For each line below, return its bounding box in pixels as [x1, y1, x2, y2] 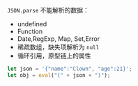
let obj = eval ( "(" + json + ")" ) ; [7, 71, 111, 78]
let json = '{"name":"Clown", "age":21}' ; [7, 65, 132, 72]
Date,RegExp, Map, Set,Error [17, 35, 100, 43]
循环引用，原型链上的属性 [17, 51, 91, 60]
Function [17, 27, 43, 35]
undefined [17, 20, 47, 28]
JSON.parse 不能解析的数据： [7, 6, 89, 14]
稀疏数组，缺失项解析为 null [17, 43, 100, 51]
